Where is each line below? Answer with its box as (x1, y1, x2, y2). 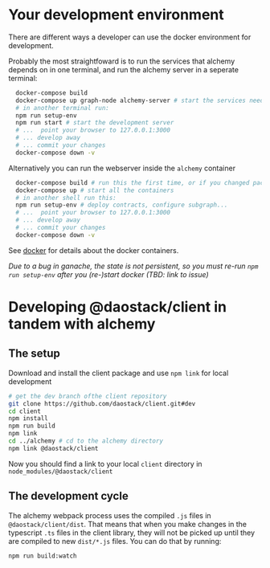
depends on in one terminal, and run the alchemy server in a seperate (8, 64, 239, 74)
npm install (8, 415, 48, 423)
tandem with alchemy (8, 315, 156, 333)
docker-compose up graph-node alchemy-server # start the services (15, 96, 247, 104)
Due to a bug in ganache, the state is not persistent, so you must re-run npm (8, 261, 259, 271)
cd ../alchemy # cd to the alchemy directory (8, 437, 163, 445)
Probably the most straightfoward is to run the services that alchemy (8, 56, 235, 66)
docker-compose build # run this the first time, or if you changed (15, 178, 250, 186)
